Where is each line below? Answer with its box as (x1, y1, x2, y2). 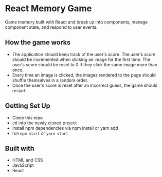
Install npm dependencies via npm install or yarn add (12, 125, 118, 131)
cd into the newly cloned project (12, 120, 77, 126)
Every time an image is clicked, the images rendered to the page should (12, 72, 156, 78)
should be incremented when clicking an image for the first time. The (12, 57, 151, 62)
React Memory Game (5, 3, 92, 14)
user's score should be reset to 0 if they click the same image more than (12, 61, 158, 67)
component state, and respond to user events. (5, 24, 98, 30)
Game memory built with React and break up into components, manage (5, 19, 148, 25)
